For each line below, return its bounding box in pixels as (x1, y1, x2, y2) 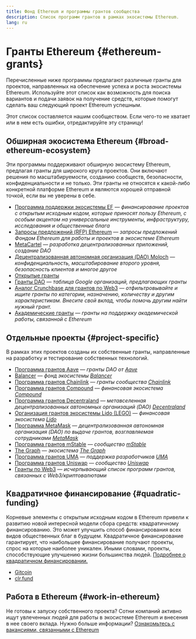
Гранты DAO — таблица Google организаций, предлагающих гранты (14, 278, 187, 285)
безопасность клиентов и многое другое (14, 266, 118, 273)
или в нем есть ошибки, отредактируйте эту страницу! (6, 119, 143, 126)
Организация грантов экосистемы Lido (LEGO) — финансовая (14, 409, 170, 417)
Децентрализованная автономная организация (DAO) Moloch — (14, 253, 176, 261)
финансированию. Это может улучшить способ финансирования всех (6, 526, 181, 533)
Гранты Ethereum (6, 45, 95, 58)
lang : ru (6, 19, 27, 25)
